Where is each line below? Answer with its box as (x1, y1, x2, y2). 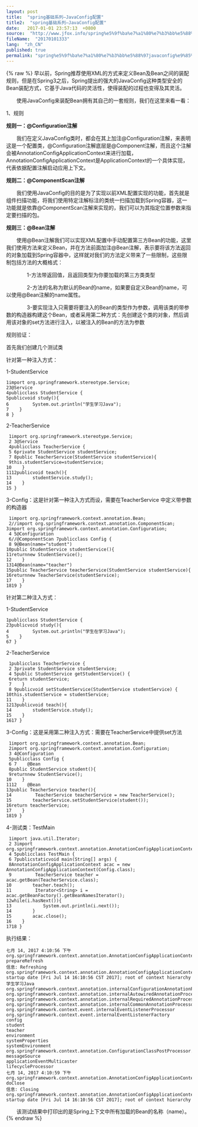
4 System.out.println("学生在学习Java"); (6, 628, 126, 634)
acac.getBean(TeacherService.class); (6, 877, 99, 883)
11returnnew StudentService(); (6, 551, 83, 557)
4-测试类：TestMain (6, 824, 55, 831)
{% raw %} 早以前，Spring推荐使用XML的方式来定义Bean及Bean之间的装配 (6, 69, 190, 77)
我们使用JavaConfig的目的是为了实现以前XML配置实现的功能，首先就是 (16, 189, 190, 196)
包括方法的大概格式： (11, 258, 63, 266)
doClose (6, 1080, 25, 1086)
